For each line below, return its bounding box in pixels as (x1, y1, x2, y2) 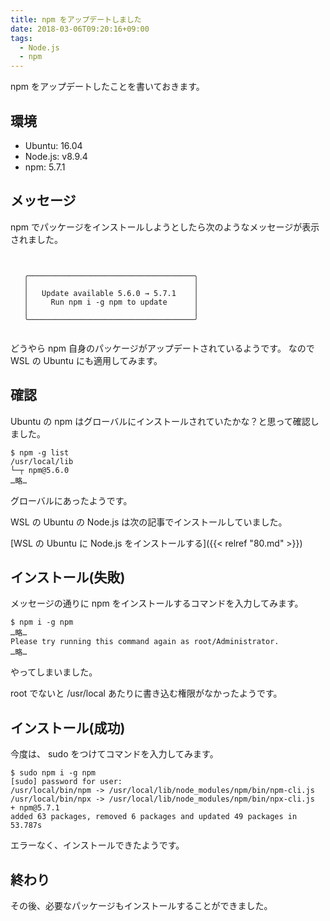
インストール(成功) (10, 719, 126, 736)
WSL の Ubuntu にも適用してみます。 (10, 354, 163, 366)
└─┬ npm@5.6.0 (10, 465, 70, 475)
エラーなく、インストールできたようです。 (10, 839, 185, 851)
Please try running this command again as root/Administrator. (10, 637, 280, 647)
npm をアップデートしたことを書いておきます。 (10, 81, 205, 93)
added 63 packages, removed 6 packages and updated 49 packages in (10, 812, 298, 822)
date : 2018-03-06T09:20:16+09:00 (10, 24, 150, 34)
